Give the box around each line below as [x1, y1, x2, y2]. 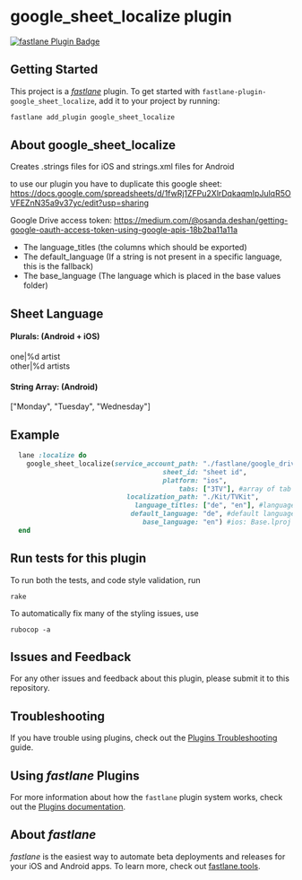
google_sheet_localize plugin [10, 6, 232, 27]
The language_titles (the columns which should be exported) [22, 242, 247, 253]
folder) [22, 280, 48, 291]
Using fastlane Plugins [10, 768, 140, 783]
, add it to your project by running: [94, 95, 220, 106]
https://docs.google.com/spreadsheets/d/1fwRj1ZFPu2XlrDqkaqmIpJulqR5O [10, 188, 291, 199]
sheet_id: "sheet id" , [162, 467, 247, 476]
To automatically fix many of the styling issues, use [10, 607, 200, 618]
